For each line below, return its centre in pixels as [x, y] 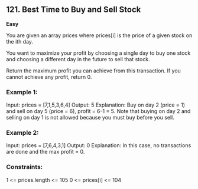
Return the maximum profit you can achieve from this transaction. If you [94, 71]
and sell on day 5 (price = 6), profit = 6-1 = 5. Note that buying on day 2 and [98, 111]
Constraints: [25, 167]
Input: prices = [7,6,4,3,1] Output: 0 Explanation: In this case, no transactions [99, 145]
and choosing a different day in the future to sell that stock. [78, 59]
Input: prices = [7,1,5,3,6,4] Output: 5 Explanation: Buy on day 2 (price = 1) [95, 105]
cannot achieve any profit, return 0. [49, 77]
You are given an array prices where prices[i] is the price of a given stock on [99, 35]
